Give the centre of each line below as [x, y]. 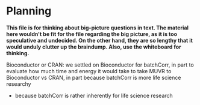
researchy [19, 84]
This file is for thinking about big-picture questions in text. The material [97, 28]
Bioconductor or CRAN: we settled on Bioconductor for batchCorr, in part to [100, 65]
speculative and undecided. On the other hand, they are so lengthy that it [99, 40]
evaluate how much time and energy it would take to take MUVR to [89, 71]
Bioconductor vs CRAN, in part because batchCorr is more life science [94, 77]
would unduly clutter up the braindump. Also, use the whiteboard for [94, 47]
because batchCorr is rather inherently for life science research [94, 95]
